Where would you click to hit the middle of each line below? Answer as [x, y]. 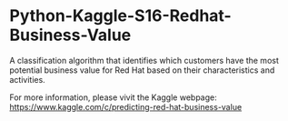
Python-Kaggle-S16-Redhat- [120, 16]
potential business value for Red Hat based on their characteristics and [142, 70]
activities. [27, 79]
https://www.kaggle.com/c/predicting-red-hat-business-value [126, 106]
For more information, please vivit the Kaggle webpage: [113, 97]
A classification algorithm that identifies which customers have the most [144, 60]
